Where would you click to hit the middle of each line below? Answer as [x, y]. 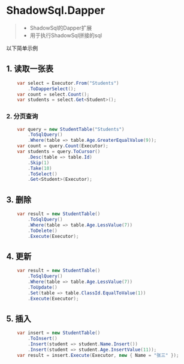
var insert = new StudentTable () [59, 333]
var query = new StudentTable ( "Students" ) [71, 129]
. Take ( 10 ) [40, 168]
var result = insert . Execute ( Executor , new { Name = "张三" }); [98, 355]
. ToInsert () [43, 339]
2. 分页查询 [22, 117]
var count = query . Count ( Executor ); [63, 146]
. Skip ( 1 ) [39, 163]
